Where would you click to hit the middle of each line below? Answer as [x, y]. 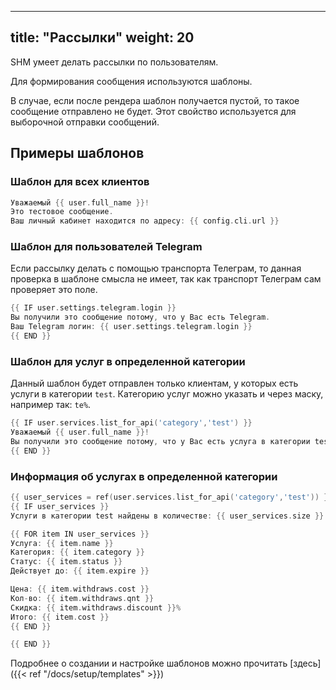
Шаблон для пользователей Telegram [106, 247]
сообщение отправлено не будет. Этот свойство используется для [153, 111]
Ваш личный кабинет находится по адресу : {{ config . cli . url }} [145, 221]
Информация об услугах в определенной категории [144, 476]
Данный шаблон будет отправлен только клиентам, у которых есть [154, 383]
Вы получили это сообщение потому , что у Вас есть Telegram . [140, 317]
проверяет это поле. [54, 290]
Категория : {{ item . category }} [77, 552]
